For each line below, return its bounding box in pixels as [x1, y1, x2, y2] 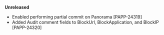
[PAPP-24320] [11, 24, 42, 30]
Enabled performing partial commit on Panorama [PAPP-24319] [11, 14, 142, 19]
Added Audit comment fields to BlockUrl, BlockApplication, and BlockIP [11, 19, 159, 25]
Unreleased [4, 4, 29, 10]
